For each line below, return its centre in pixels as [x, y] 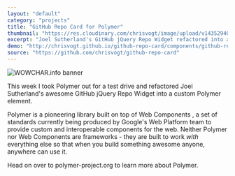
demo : [15, 46]
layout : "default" [34, 14]
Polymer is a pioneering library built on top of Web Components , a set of [113, 114]
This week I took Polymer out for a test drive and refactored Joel [100, 86]
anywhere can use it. [37, 152]
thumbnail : [23, 33]
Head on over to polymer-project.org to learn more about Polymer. [103, 165]
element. [20, 101]
